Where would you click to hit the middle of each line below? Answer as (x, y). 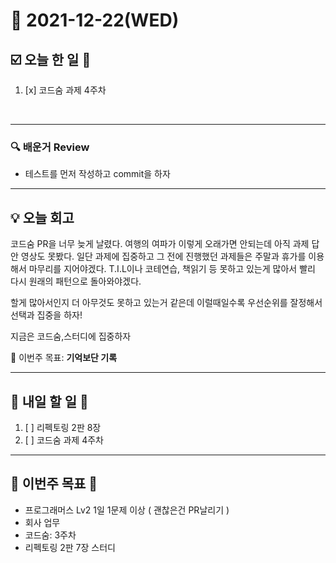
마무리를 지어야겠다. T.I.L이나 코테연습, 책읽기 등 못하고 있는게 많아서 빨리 (172, 269)
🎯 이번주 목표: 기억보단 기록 (64, 358)
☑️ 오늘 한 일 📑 (51, 59)
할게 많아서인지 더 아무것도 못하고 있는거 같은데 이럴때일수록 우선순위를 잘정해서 (166, 303)
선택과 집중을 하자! (46, 315)
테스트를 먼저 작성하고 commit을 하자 (97, 174)
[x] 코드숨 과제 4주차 (65, 90)
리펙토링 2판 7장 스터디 (70, 547)
